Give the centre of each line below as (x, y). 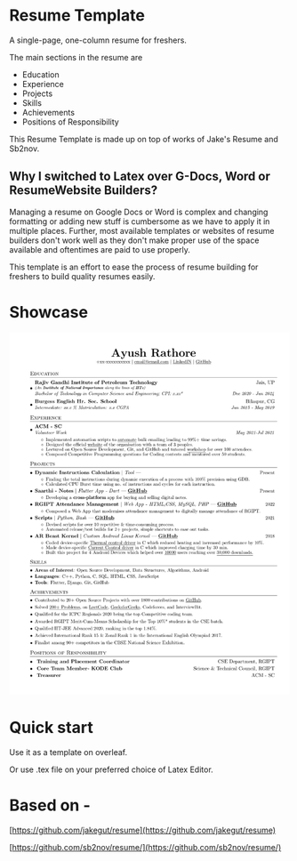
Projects (37, 93)
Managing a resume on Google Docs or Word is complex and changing (139, 212)
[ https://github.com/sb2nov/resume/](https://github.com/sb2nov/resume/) (145, 848)
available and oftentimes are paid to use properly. (100, 249)
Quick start (51, 728)
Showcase (49, 312)
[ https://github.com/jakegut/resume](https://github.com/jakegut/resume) (143, 830)
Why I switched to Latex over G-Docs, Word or (140, 177)
